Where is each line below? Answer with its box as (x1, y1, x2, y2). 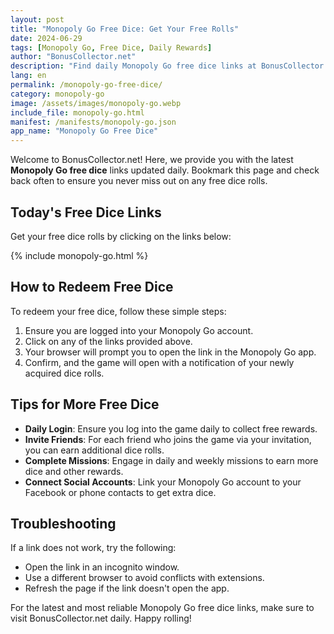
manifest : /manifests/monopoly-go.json (10, 117, 177, 127)
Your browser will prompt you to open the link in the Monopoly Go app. (24, 346, 317, 358)
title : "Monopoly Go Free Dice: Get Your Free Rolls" (10, 24, 240, 34)
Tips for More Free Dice (10, 396, 160, 413)
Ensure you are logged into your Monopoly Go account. (24, 324, 254, 336)
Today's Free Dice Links (10, 204, 162, 221)
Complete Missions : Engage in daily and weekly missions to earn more (24, 454, 319, 466)
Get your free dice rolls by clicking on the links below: (10, 230, 232, 242)
